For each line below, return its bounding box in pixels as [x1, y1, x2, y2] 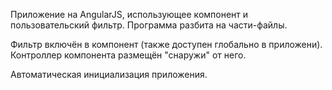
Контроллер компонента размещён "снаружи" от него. [10, 49, 247, 61]
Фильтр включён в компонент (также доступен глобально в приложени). [10, 39, 323, 50]
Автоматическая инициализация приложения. [10, 69, 208, 80]
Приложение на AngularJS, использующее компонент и [10, 9, 249, 20]
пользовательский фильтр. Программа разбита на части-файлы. [10, 19, 288, 31]
